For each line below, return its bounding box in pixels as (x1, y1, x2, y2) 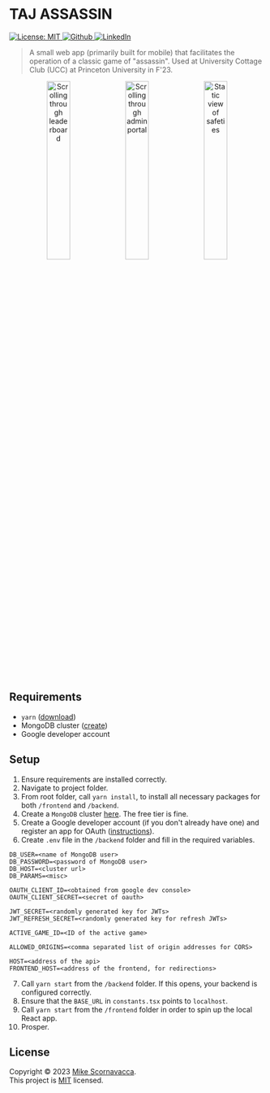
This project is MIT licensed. (9, 1075, 104, 1086)
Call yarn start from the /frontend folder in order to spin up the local (20, 1004, 253, 1014)
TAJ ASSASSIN (9, 5, 113, 24)
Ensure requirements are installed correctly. (20, 774, 167, 784)
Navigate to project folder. (20, 782, 109, 793)
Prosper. (20, 1021, 49, 1031)
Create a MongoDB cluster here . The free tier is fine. (20, 808, 189, 818)
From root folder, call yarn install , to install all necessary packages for (20, 791, 260, 801)
